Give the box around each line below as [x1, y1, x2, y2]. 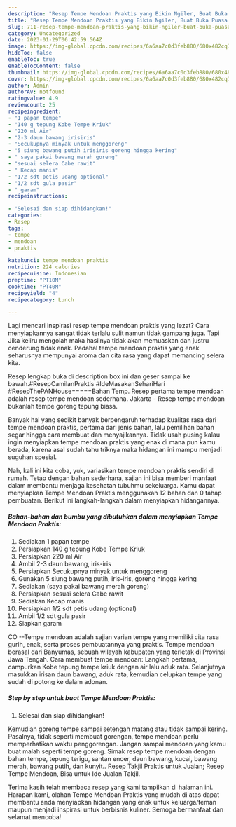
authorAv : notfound [8, 88, 65, 95]
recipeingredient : [8, 108, 62, 115]
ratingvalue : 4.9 [8, 95, 59, 102]
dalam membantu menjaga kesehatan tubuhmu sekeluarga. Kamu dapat [8, 481, 216, 490]
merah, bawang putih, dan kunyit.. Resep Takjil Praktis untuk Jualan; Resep [8, 762, 225, 771]
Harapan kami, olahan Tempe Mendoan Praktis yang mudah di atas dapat [8, 791, 220, 799]
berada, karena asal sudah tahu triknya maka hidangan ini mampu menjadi [8, 446, 223, 454]
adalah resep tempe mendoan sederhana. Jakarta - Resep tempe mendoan [8, 395, 225, 403]
